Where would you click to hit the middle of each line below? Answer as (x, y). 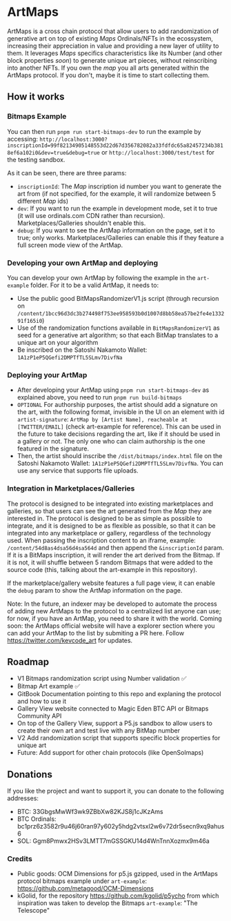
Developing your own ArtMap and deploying (83, 263)
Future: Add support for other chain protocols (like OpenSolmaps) (110, 753)
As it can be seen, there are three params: (67, 172)
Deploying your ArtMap (47, 375)
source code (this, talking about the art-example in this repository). (102, 569)
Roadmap (28, 662)
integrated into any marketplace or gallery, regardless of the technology (109, 533)
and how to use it (42, 702)
